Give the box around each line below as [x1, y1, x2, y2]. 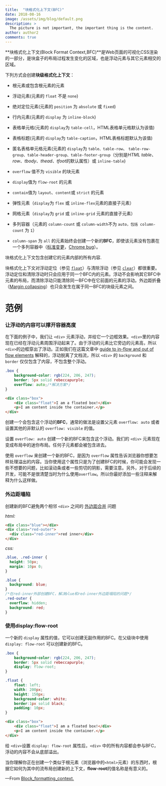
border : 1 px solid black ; [14, 701, 65, 706]
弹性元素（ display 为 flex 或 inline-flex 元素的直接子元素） [12, 200, 134, 206]
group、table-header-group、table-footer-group [12, 152, 111, 157]
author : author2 [5, 30, 39, 35]
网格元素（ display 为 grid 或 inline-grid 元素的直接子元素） [12, 210, 136, 216]
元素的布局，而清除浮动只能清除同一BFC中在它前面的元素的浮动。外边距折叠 [5, 277, 161, 283]
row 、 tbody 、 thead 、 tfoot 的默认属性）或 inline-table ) [12, 158, 126, 164]
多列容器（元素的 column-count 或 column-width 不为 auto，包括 [12, 221, 138, 227]
